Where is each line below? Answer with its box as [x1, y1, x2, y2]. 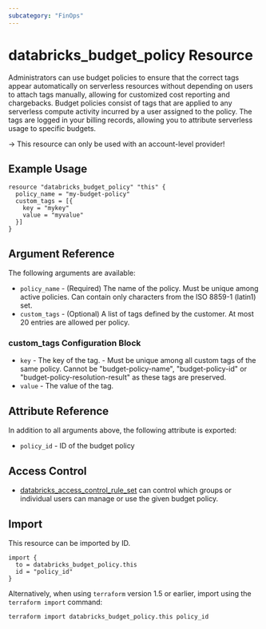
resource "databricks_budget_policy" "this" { [8, 183, 166, 192]
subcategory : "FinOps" [8, 11, 84, 20]
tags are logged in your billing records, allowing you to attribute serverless [8, 115, 253, 125]
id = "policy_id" [15, 567, 73, 575]
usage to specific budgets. [8, 123, 97, 133]
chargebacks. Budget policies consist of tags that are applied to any [8, 98, 232, 108]
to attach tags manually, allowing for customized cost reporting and [8, 90, 230, 99]
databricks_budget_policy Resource [8, 46, 253, 64]
